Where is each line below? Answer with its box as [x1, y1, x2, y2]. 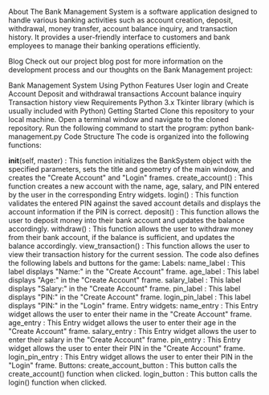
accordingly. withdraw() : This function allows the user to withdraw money [8, 224, 254, 234]
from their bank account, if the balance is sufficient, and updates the [8, 233, 235, 242]
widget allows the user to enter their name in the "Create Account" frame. [8, 309, 252, 319]
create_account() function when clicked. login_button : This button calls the [8, 369, 258, 378]
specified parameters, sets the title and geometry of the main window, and [8, 165, 255, 173]
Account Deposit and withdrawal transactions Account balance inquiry [8, 89, 243, 99]
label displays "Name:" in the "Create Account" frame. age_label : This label [8, 267, 259, 276]
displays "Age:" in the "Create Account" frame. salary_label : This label [8, 275, 243, 284]
